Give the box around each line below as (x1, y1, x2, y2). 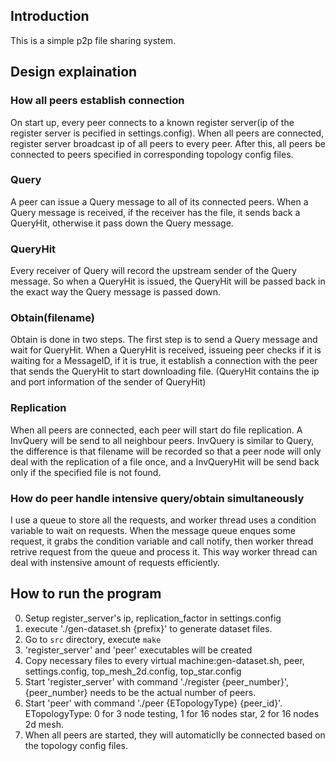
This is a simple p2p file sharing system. (10, 34, 177, 46)
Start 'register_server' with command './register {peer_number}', (24, 675, 290, 688)
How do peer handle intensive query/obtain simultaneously (10, 491, 305, 505)
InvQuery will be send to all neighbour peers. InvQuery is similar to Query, (10, 434, 315, 446)
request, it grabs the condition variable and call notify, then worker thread (10, 535, 314, 547)
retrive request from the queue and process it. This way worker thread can (10, 545, 318, 558)
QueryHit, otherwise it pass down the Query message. (10, 217, 234, 229)
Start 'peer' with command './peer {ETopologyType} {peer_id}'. (24, 697, 283, 709)
